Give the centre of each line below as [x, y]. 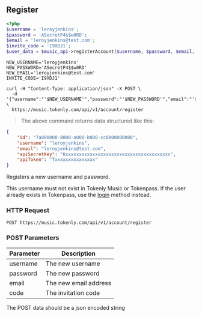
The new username [73, 264]
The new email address [78, 283]
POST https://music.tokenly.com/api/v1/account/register [79, 223]
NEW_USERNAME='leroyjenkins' [43, 62]
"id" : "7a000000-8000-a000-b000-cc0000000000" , [78, 137]
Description [78, 253]
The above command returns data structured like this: [87, 121]
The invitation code [73, 292]
